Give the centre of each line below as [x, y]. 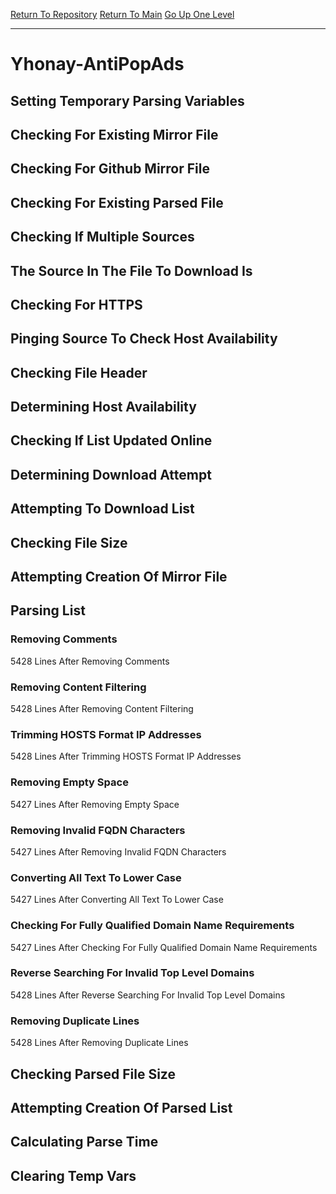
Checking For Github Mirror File [110, 169]
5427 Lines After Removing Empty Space [95, 804]
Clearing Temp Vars [73, 1175]
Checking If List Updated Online [111, 440]
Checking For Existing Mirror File [114, 134]
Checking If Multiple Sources [102, 237]
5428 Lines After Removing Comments [90, 661]
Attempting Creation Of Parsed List [121, 1107]
